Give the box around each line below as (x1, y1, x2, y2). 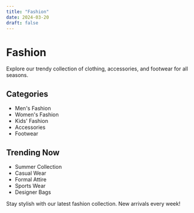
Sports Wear (14, 182, 46, 189)
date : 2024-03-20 (6, 14, 49, 20)
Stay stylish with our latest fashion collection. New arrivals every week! (6, 200, 180, 207)
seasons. (6, 72, 29, 79)
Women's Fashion (14, 111, 60, 118)
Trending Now (6, 147, 60, 158)
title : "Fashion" (6, 8, 49, 15)
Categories (6, 89, 49, 99)
